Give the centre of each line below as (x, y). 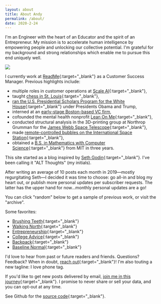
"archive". (15, 203)
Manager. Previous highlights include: (43, 81)
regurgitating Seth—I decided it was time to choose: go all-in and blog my (79, 177)
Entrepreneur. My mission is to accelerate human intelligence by (69, 42)
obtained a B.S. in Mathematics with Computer (59, 143)
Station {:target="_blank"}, (38, 138)
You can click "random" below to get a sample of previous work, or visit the (81, 197)
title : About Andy (24, 14)
